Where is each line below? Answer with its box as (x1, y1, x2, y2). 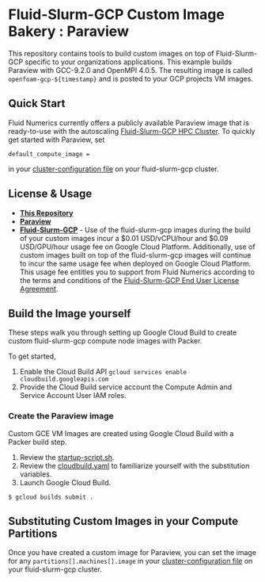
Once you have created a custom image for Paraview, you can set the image (8, 548, 257, 557)
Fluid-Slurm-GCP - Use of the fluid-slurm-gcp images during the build (19, 224, 251, 235)
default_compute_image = (8, 150, 90, 158)
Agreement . (19, 284, 59, 293)
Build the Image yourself (8, 307, 131, 320)
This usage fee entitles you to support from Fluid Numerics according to (19, 267, 256, 277)
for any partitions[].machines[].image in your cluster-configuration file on (8, 557, 253, 566)
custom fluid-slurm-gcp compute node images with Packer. (8, 336, 203, 346)
